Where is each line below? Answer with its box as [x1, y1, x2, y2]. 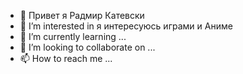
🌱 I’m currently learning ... [19, 31, 127, 42]
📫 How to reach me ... [19, 53, 113, 64]
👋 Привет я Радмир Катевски [19, 10, 145, 21]
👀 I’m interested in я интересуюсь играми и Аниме [19, 20, 233, 32]
